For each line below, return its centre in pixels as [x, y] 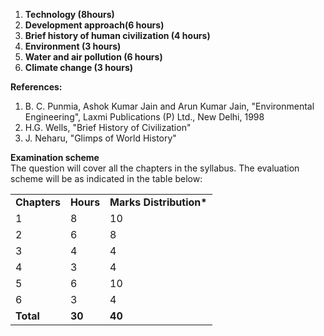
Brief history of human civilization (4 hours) [117, 35]
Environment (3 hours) [73, 46]
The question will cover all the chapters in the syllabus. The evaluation [155, 168]
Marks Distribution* [158, 202]
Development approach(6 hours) [94, 25]
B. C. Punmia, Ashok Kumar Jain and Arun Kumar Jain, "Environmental [169, 106]
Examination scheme [55, 157]
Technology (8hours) [69, 14]
